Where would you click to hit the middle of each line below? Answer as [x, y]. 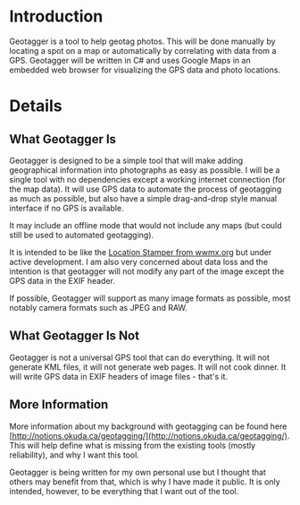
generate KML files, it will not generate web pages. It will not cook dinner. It [148, 367]
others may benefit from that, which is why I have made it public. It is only [145, 482]
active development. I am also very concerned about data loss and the [139, 261]
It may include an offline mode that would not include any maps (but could [146, 225]
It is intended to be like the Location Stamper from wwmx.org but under [141, 252]
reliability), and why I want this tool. [75, 455]
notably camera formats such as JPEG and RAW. [98, 307]
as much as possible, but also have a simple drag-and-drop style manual [143, 198]
